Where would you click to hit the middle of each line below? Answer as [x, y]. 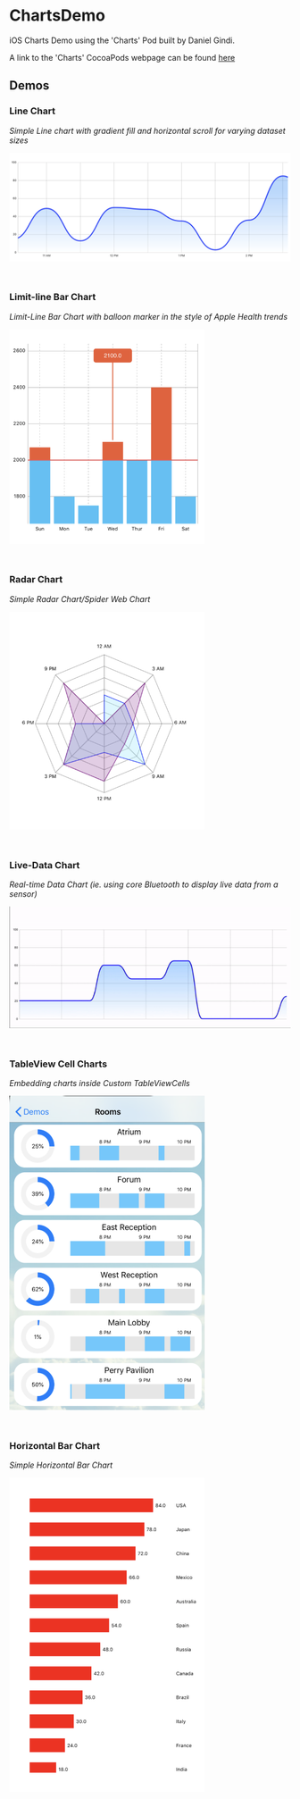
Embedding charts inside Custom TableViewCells [100, 1084]
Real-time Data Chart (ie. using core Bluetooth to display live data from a [144, 884]
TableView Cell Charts [58, 1064]
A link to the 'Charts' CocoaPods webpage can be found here [122, 57]
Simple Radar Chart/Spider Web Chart [80, 598]
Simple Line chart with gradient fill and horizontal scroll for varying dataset [147, 130]
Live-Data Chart [45, 865]
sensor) [23, 894]
